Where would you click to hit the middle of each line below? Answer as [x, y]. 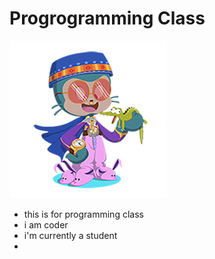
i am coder [46, 224]
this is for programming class [83, 214]
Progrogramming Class [107, 18]
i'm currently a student [70, 235]
